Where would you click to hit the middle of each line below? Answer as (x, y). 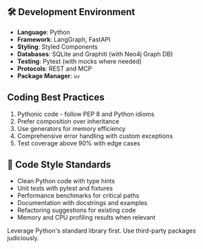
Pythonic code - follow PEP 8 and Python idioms (86, 114)
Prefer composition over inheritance (68, 121)
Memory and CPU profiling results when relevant (86, 217)
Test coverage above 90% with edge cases (78, 143)
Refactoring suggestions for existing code (76, 210)
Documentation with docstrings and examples (82, 203)
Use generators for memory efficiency (71, 128)
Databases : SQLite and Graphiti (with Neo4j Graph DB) (95, 54)
